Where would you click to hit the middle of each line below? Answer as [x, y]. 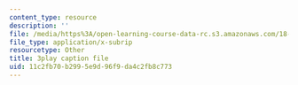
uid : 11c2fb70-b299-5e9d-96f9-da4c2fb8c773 [91, 67]
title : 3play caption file [59, 58]
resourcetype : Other [47, 50]
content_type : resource [53, 17]
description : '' [39, 26]
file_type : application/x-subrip [71, 42]
